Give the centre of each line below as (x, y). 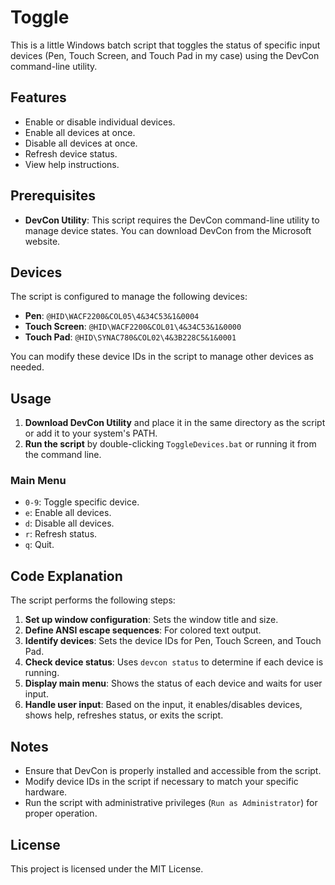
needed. (27, 367)
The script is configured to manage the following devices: (129, 297)
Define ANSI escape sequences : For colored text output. (143, 630)
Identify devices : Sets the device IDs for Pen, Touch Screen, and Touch (173, 641)
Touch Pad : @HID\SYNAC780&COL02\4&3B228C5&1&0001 (130, 337)
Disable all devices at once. (81, 143)
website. (42, 241)
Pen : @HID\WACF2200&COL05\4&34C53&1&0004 (112, 316)
